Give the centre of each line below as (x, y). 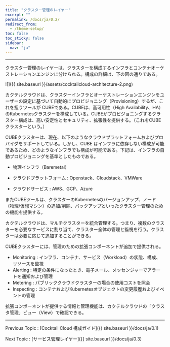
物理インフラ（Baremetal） (41, 167)
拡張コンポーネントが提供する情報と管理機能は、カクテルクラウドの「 (78, 306)
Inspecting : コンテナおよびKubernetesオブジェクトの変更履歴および (84, 289)
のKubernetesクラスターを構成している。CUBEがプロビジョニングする (79, 114)
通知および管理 (37, 276)
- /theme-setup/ (27, 29)
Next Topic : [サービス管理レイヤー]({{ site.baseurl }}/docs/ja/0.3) (74, 339)
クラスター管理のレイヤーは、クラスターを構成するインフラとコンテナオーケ (85, 68)
